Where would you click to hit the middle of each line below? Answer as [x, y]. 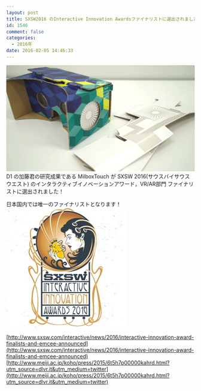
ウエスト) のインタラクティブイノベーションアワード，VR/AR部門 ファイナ [98, 184]
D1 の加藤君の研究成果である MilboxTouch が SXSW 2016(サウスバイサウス [98, 176]
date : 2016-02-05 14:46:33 [40, 51]
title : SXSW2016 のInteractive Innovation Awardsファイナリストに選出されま [98, 19]
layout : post [22, 13]
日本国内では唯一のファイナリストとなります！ [64, 204]
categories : [21, 38]
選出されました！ [43, 191]
